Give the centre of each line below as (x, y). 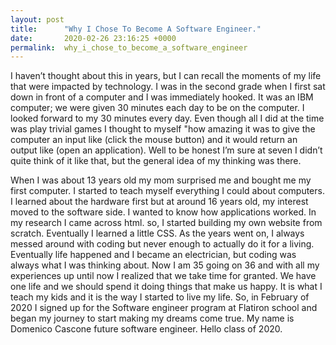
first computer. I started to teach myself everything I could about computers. (167, 191)
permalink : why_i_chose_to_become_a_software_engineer (129, 47)
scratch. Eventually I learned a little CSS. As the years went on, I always (157, 233)
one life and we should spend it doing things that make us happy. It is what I (166, 287)
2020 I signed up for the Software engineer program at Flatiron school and (164, 308)
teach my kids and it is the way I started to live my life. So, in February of (160, 297)
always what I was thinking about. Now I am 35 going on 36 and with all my (165, 265)
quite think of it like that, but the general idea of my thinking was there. (156, 161)
